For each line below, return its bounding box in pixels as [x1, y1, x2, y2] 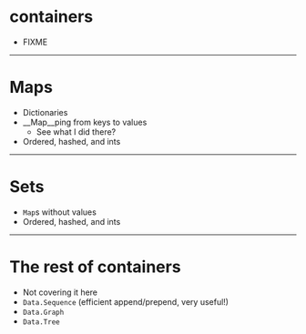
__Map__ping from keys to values [22, 116, 148, 127]
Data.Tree [22, 317, 61, 327]
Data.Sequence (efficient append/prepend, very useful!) [22, 296, 229, 307]
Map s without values [22, 207, 97, 218]
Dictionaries [22, 106, 68, 117]
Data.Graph [22, 308, 65, 317]
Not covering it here [22, 287, 98, 298]
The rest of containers [9, 257, 181, 277]
